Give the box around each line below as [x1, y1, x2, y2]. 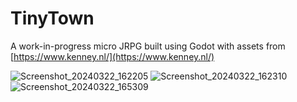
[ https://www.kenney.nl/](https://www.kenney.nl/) [10, 50, 215, 62]
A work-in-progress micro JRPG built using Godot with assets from [10, 40, 286, 52]
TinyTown [10, 7, 95, 30]
